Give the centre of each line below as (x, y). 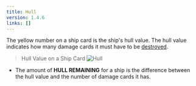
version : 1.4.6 (26, 18)
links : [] (19, 23)
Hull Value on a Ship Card (53, 59)
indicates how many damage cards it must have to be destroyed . (87, 47)
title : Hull (21, 12)
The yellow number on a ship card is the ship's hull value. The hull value (96, 41)
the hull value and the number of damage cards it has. (83, 77)
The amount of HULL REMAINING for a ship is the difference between (103, 70)
